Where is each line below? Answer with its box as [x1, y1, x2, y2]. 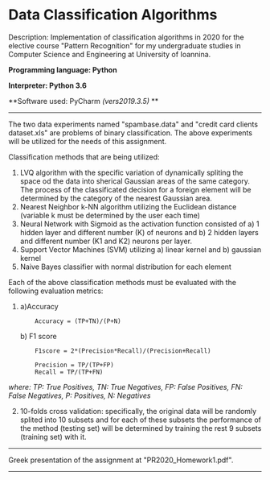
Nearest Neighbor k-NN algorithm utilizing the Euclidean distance [19, 201, 237, 211]
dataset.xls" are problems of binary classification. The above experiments [8, 127, 253, 138]
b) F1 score [19, 331, 58, 341]
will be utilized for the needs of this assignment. [8, 136, 167, 146]
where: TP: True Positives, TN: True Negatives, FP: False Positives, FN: [8, 382, 243, 391]
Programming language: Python [8, 64, 118, 74]
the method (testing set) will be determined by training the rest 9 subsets [19, 423, 262, 432]
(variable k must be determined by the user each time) [19, 210, 201, 220]
